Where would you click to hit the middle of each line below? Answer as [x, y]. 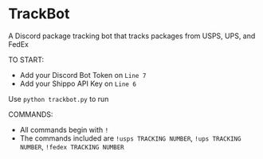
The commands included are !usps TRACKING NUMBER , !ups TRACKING [130, 138]
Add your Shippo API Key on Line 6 [78, 83]
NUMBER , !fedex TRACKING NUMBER [72, 146]
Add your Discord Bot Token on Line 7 [83, 75]
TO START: [26, 60]
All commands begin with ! [64, 130]
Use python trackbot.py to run [59, 99]
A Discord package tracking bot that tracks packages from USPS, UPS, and [132, 36]
